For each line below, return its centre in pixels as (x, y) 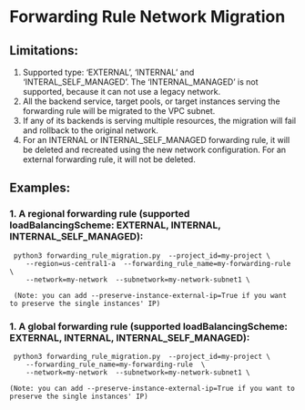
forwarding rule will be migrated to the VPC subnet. (119, 111)
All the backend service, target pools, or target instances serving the (151, 101)
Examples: (40, 188)
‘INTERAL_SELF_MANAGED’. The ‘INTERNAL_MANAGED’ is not (140, 82)
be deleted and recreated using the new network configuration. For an (154, 149)
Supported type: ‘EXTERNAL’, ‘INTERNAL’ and (108, 72)
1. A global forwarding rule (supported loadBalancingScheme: (149, 326)
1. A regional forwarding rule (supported (100, 214)
